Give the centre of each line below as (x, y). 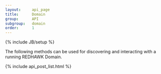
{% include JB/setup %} (30, 42)
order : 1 (20, 28)
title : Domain (25, 14)
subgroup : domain (25, 23)
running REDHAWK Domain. (34, 57)
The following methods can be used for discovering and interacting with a (81, 52)
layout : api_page (28, 10)
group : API (22, 19)
